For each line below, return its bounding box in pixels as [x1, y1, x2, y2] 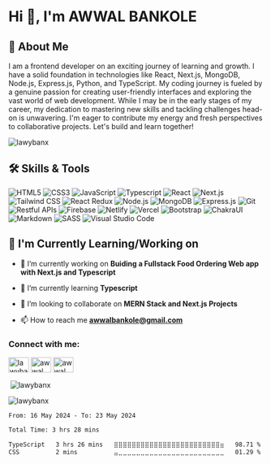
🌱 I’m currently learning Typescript [19, 283, 138, 293]
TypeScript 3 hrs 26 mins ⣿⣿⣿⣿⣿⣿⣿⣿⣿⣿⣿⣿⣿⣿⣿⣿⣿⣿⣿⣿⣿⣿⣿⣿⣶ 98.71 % [8, 440, 261, 449]
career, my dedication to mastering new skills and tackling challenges [8, 105, 241, 114]
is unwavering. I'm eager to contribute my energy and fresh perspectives [19, 113, 263, 123]
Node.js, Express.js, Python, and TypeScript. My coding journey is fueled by [8, 79, 263, 88]
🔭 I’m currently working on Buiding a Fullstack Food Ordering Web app [19, 258, 260, 268]
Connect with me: [8, 338, 80, 349]
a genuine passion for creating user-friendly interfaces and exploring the [8, 87, 252, 97]
